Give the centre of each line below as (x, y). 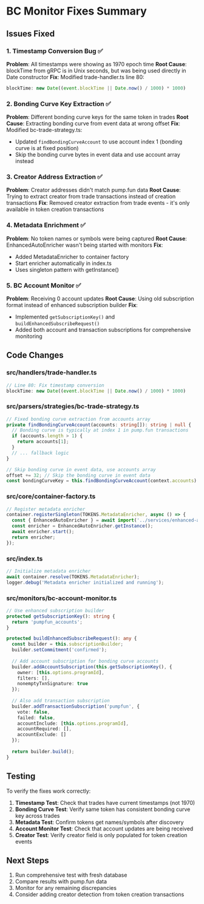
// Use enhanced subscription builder (55, 610)
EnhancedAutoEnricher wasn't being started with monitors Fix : (85, 245)
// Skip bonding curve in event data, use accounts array (81, 469)
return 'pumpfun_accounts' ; (47, 622)
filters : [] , (34, 678)
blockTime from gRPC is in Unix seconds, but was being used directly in (96, 71)
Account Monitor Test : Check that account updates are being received (104, 829)
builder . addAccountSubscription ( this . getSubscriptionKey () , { (92, 667)
